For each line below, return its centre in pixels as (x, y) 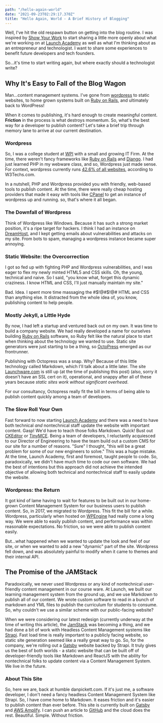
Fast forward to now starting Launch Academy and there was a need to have (82, 420)
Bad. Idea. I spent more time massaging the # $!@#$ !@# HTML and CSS (77, 292)
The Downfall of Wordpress (38, 212)
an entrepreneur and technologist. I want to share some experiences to (76, 48)
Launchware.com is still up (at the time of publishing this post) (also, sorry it (81, 372)
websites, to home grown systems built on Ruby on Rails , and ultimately (77, 100)
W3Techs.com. (20, 175)
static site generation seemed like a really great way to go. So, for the (75, 640)
